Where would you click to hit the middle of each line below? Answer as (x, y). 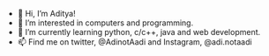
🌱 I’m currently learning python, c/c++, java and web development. (139, 32)
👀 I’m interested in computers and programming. (105, 23)
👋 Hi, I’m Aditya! (47, 14)
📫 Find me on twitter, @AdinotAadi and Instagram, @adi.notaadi (135, 42)
